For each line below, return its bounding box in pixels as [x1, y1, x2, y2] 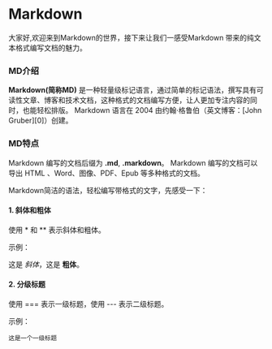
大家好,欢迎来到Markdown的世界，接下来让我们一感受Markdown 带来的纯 [8, 32, 254, 42]
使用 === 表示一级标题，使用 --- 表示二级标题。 [8, 299, 169, 308]
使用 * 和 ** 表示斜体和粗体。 [8, 225, 106, 235]
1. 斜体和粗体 [8, 205, 51, 215]
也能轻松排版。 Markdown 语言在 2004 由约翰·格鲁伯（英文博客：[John [22, 106, 262, 115]
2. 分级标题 [8, 279, 46, 289]
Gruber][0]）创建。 [8, 115, 73, 126]
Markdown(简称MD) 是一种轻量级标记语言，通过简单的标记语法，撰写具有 [8, 85, 257, 95]
